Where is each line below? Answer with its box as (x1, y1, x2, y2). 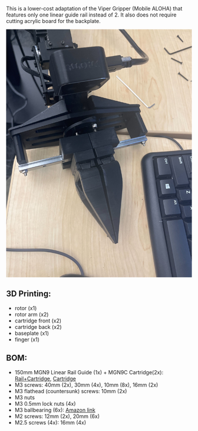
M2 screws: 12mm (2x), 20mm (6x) (14, 413, 100, 420)
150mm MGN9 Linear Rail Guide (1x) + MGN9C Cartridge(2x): (14, 368, 164, 376)
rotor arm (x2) (14, 311, 49, 318)
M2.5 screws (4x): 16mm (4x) (14, 419, 87, 426)
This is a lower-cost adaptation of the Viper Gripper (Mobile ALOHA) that (6, 5, 183, 12)
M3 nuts (14, 394, 35, 401)
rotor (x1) (14, 304, 37, 312)
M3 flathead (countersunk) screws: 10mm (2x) (14, 387, 127, 394)
